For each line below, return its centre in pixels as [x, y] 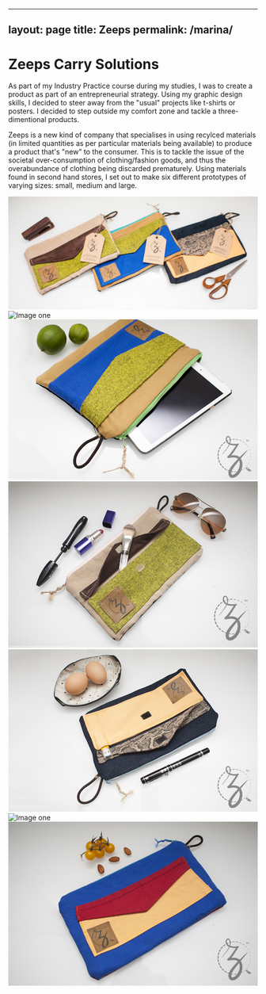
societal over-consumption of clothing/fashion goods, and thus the [117, 160]
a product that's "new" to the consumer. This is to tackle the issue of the [126, 152]
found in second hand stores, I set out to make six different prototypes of [127, 177]
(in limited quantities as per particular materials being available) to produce [130, 143]
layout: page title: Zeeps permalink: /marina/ [121, 30]
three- [228, 111]
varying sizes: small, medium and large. [72, 185]
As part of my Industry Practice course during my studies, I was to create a [131, 86]
